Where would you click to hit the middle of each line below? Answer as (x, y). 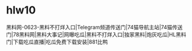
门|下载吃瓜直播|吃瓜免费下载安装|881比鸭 (57, 42)
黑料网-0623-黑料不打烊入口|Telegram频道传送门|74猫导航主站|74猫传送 (95, 27)
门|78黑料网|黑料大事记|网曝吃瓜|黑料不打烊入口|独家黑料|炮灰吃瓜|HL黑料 (96, 34)
